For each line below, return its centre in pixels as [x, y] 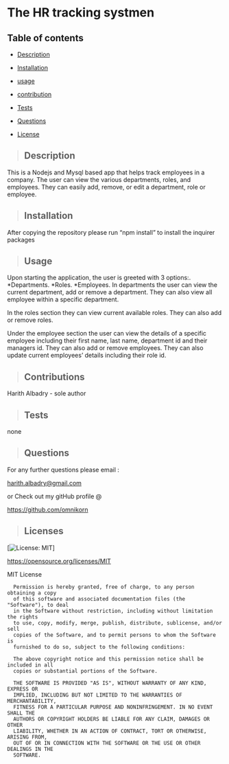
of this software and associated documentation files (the [99, 599]
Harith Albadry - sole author [47, 393]
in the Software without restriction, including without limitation [113, 611]
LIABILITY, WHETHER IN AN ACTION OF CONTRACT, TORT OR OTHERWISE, [110, 731]
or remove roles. [30, 320]
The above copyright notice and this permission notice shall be [109, 659]
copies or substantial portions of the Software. [85, 671]
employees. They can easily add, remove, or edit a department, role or [106, 187]
